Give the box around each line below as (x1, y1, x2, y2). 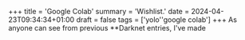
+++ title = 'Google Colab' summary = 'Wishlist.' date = (8, 7, 190, 16)
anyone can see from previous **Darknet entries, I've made (8, 24, 206, 32)
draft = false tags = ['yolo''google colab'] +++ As (76, 15, 238, 24)
